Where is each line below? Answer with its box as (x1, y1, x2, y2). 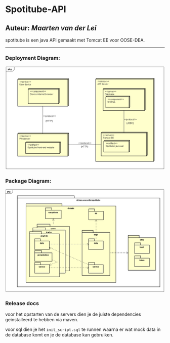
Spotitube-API (5, 4, 67, 15)
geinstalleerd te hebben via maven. (5, 317, 78, 323)
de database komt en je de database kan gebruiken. (5, 332, 114, 338)
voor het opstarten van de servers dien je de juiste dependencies (5, 311, 141, 317)
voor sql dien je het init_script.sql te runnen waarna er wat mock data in (5, 326, 161, 332)
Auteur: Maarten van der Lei (5, 24, 97, 32)
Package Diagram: (5, 178, 52, 185)
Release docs (5, 299, 39, 307)
